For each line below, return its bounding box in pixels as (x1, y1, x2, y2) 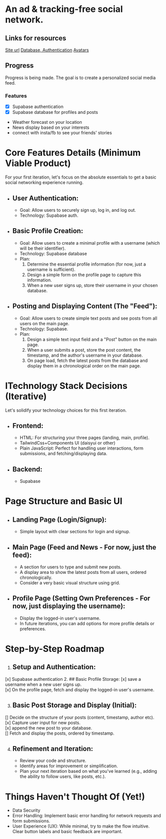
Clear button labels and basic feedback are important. (12, 829, 123, 835)
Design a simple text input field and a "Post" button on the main (27, 336, 157, 342)
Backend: (12, 465, 43, 473)
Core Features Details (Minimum (5, 147, 141, 159)
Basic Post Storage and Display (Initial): (12, 701, 137, 710)
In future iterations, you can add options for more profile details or (19, 620, 155, 626)
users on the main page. (19, 320, 69, 326)
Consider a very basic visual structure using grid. (19, 579, 120, 585)
